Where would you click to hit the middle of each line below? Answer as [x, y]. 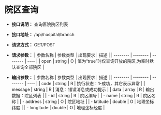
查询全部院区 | [30, 67]
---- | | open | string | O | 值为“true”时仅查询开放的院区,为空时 [88, 61]
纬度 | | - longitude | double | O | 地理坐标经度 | [58, 107]
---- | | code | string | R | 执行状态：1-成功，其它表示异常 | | [86, 83]
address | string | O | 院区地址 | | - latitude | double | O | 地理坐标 [90, 101]
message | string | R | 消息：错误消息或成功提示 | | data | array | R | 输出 [83, 89]
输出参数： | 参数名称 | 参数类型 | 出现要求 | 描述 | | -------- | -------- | [81, 77]
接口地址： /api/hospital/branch [43, 34]
